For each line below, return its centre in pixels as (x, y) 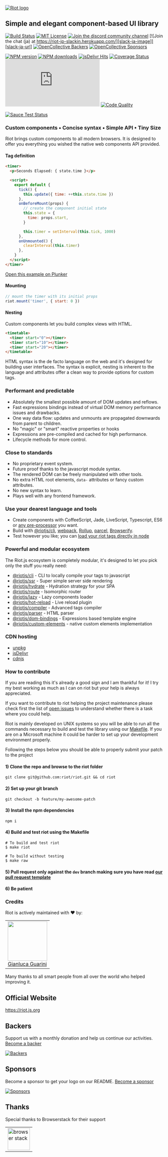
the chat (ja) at (20, 41)
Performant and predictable (40, 391)
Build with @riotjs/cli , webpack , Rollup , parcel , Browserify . (73, 530)
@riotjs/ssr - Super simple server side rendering (63, 581)
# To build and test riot (32, 843)
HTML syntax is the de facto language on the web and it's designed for (79, 362)
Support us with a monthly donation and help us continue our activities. (79, 1038)
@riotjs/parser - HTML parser (43, 613)
